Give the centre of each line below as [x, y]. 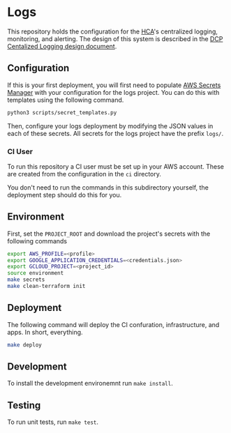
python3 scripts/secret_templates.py [62, 112]
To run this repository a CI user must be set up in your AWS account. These [116, 166]
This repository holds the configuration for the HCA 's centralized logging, [112, 31]
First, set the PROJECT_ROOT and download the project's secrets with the [109, 234]
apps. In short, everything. [45, 332]
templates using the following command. [66, 100]
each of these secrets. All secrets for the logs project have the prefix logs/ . [115, 133]
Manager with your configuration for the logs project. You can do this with [113, 92]
